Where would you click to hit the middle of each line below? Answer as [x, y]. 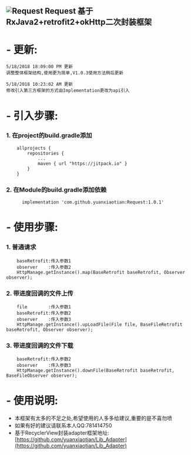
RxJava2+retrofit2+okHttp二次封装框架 [79, 22]
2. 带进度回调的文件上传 [40, 293]
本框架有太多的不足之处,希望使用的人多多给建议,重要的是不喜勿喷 [93, 418]
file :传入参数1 [44, 307]
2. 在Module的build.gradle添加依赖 [56, 189]
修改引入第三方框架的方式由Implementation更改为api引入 [68, 91]
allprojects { [34, 148]
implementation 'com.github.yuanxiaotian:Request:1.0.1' [93, 202]
